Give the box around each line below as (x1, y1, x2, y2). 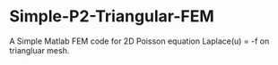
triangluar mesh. (9, 45, 70, 55)
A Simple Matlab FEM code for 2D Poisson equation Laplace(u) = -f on (9, 36, 270, 46)
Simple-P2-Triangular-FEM (9, 6, 215, 27)
